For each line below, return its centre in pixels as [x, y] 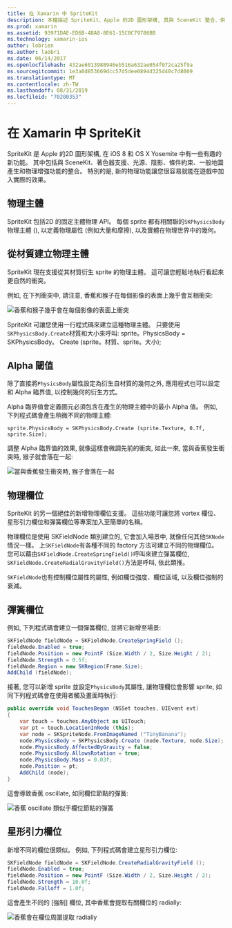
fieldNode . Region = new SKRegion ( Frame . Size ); [75, 666]
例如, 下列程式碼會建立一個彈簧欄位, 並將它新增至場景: [84, 628]
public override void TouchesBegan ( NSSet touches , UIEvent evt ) [103, 708]
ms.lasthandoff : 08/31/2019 [48, 90]
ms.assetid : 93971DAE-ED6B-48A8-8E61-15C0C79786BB [81, 33]
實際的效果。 [31, 180]
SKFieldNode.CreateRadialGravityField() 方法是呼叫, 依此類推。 [98, 563]
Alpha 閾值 [30, 366]
